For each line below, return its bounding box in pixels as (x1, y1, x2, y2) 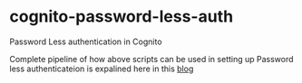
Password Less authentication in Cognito (9, 36, 162, 47)
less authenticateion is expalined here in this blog (9, 63, 194, 74)
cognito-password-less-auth (9, 6, 234, 27)
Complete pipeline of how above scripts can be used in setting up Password (9, 53, 294, 64)
